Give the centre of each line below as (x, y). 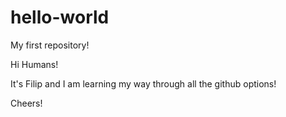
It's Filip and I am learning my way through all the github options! (143, 83)
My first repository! (50, 45)
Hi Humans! (34, 64)
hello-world (60, 17)
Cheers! (26, 103)
